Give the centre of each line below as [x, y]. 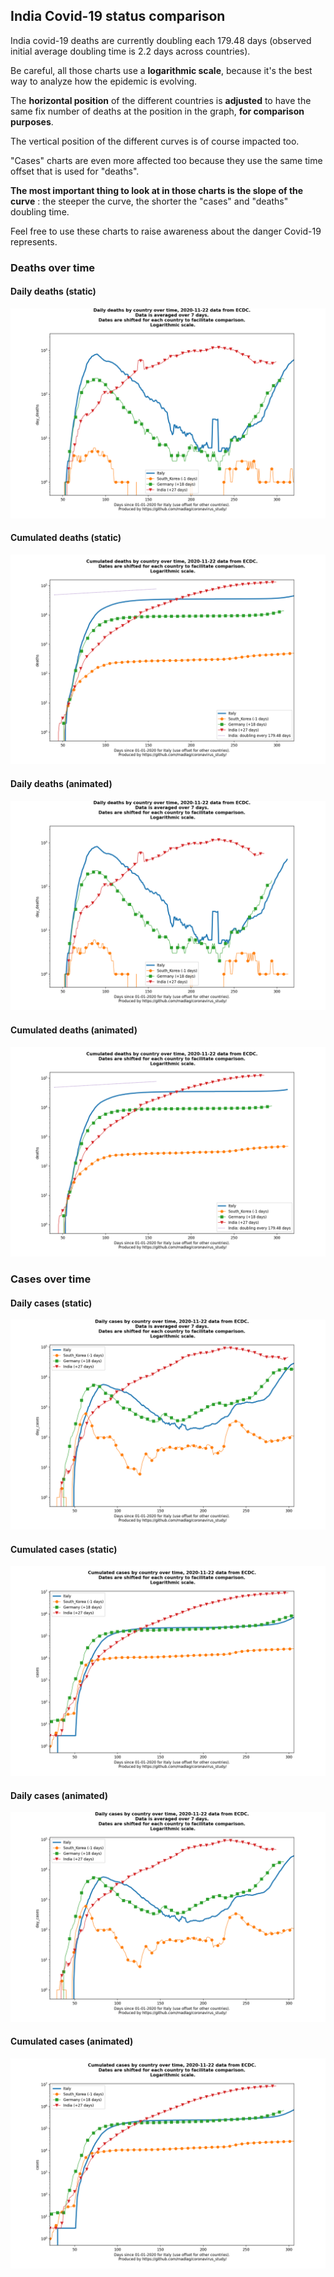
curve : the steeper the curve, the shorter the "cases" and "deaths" [149, 201]
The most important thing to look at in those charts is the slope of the [157, 190]
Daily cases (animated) [59, 1795]
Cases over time [51, 1279]
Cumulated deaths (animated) [74, 1030]
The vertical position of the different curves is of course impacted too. [155, 141]
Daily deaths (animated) [61, 784]
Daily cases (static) [51, 1303]
